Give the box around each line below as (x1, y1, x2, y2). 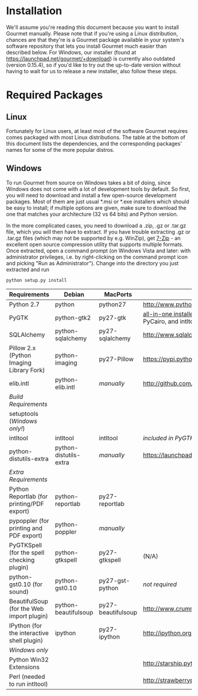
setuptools (9, 409, 38, 418)
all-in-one (143, 310, 173, 318)
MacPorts (104, 290, 133, 298)
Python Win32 (9, 655, 49, 664)
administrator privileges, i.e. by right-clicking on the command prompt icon (6, 253, 188, 261)
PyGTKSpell (9, 541, 42, 549)
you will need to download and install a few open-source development (6, 191, 177, 199)
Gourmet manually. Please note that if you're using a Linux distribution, (6, 30, 179, 37)
